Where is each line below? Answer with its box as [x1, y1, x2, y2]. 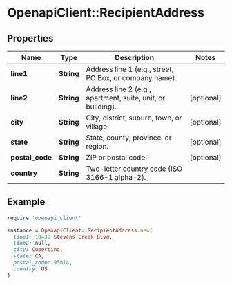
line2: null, [13, 240, 51, 247]
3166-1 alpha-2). [86, 173, 146, 182]
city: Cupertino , [13, 246, 64, 253]
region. [86, 142, 109, 151]
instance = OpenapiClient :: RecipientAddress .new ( [7, 227, 153, 234]
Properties [7, 33, 54, 44]
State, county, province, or [86, 133, 172, 142]
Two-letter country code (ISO [86, 164, 183, 174]
